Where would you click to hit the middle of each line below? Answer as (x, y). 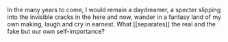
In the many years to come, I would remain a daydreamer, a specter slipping (114, 10)
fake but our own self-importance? (56, 31)
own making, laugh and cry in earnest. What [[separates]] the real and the (111, 24)
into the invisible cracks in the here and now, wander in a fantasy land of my (114, 17)
